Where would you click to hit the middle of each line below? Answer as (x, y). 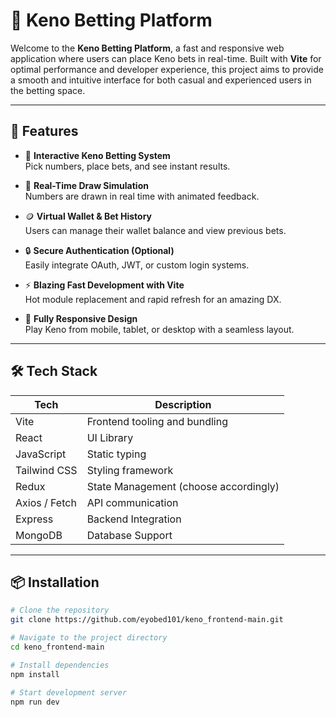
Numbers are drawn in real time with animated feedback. (142, 196)
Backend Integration (134, 519)
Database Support (129, 535)
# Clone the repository (60, 610)
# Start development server (69, 692)
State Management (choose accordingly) (183, 486)
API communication (132, 502)
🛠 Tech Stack (54, 371)
